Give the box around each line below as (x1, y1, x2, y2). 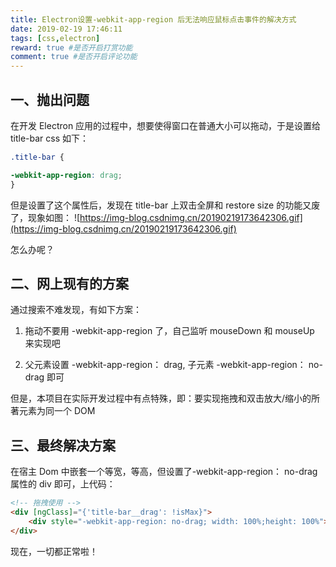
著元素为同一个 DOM (10, 405, 96, 417)
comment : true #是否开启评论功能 (10, 52, 138, 62)
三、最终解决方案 (10, 437, 116, 454)
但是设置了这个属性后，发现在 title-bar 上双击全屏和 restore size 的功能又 (10, 199, 312, 211)
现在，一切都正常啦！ (10, 545, 98, 557)
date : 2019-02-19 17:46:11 (10, 24, 123, 34)
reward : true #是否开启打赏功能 (10, 42, 133, 53)
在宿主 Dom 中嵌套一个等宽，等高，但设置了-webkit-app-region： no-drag (10, 466, 318, 478)
